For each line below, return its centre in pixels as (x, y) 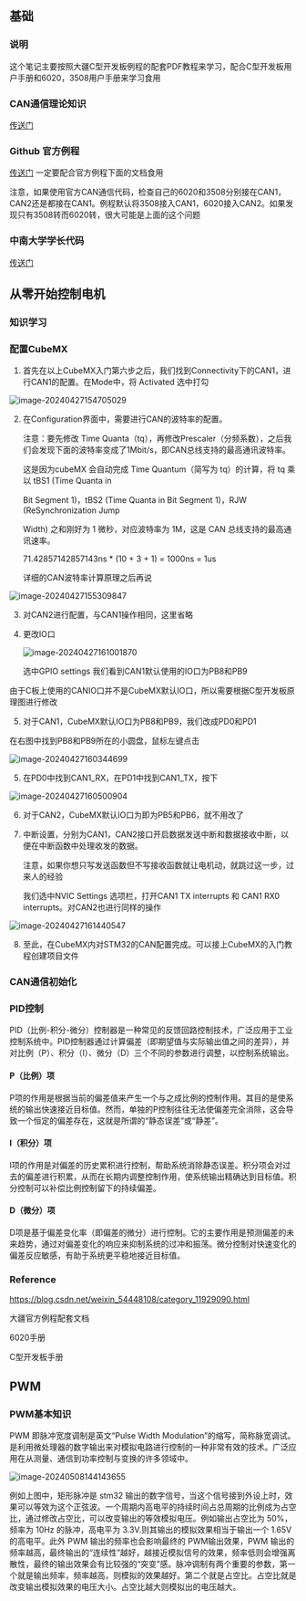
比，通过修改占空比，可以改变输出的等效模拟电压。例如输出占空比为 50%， (151, 1518)
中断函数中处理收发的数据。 (91, 846)
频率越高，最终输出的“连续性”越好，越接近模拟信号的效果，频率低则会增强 (149, 1553)
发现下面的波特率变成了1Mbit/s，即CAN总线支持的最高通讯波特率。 (165, 450)
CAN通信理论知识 (48, 103)
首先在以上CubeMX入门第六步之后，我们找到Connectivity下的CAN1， (153, 371)
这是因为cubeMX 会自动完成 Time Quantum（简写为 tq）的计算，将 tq (153, 469)
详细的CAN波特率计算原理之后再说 (87, 578)
